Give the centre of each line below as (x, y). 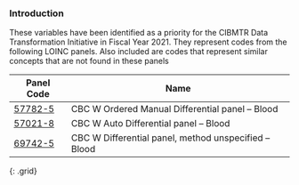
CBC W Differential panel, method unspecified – (170, 138)
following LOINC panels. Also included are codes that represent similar (139, 52)
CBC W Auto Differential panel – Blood (150, 124)
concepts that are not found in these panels (89, 61)
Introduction (36, 13)
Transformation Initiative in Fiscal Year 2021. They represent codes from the (148, 42)
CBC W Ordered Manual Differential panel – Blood (174, 109)
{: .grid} (23, 171)
